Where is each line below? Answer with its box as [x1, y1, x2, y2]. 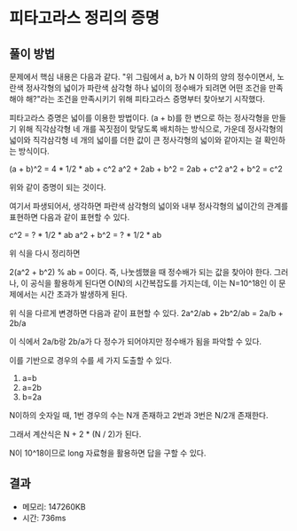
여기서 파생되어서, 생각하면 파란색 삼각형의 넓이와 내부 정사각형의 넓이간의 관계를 [9, 201, 289, 211]
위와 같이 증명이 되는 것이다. [9, 182, 106, 192]
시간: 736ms [21, 512, 66, 523]
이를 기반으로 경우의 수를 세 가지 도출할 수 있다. [9, 355, 173, 365]
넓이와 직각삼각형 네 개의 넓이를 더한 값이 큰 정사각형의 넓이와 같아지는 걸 [9, 135, 262, 145]
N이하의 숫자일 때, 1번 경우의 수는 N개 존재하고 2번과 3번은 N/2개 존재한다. [9, 410, 269, 420]
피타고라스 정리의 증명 [9, 8, 160, 28]
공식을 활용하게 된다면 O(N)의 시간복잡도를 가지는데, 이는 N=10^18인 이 [29, 278, 277, 289]
